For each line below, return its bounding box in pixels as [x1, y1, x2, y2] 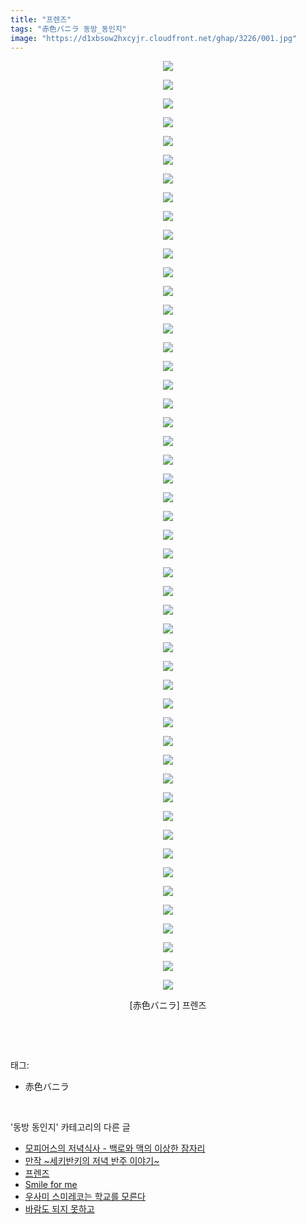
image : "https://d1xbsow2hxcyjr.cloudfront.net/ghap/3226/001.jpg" [10, 33, 298, 43]
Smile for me [24, 1179, 78, 1191]
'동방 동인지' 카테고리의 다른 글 [10, 1121, 131, 1133]
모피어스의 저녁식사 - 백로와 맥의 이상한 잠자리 [24, 1142, 206, 1155]
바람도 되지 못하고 [24, 1203, 95, 1215]
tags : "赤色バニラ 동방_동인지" [10, 24, 127, 34]
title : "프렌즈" [10, 14, 72, 25]
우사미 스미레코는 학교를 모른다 [24, 1191, 146, 1203]
